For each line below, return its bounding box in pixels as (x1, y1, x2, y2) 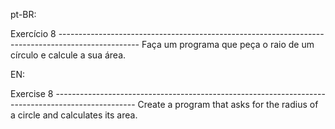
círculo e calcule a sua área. (10, 49, 127, 61)
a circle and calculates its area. (10, 109, 138, 121)
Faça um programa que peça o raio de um (141, 39, 315, 50)
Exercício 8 (10, 28, 57, 39)
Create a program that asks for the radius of (137, 99, 319, 110)
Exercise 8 (10, 88, 54, 99)
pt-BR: (10, 9, 37, 20)
